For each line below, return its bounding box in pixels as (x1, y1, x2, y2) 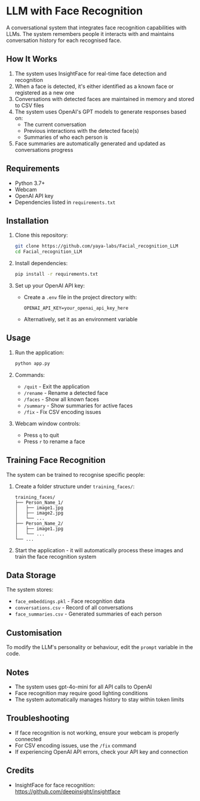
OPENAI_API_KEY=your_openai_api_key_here (23, 305, 128, 311)
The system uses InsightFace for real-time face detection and (14, 70, 167, 77)
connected (14, 735, 42, 742)
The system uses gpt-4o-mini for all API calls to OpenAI (14, 683, 152, 690)
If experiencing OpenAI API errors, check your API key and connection (14, 748, 188, 755)
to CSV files (14, 102, 44, 109)
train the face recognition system (14, 553, 97, 560)
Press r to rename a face (23, 438, 85, 445)
